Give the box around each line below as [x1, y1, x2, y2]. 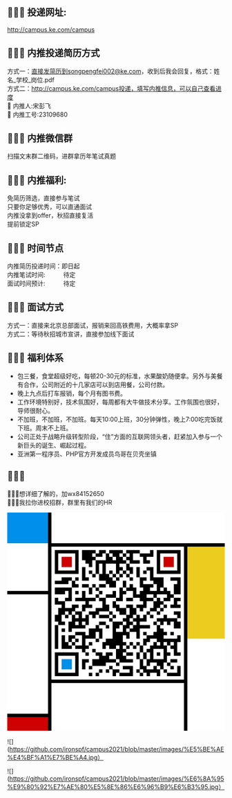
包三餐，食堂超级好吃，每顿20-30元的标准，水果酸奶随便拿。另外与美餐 [17, 371, 223, 380]
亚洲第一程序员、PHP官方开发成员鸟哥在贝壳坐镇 [17, 450, 157, 458]
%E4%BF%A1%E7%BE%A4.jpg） [7, 753, 104, 761]
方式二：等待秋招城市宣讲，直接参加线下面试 [7, 330, 135, 338]
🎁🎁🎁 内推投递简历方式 [7, 47, 100, 59]
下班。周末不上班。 [17, 423, 72, 432]
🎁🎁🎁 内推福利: [7, 174, 67, 186]
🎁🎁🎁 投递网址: [7, 6, 67, 19]
